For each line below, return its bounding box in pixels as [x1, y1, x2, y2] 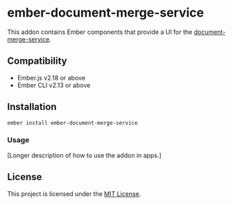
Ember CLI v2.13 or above [17, 81, 91, 89]
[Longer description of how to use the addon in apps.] [7, 151, 162, 159]
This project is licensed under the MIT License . [7, 189, 141, 198]
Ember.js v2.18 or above [17, 73, 85, 82]
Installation [7, 101, 57, 113]
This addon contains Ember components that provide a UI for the [7, 28, 193, 36]
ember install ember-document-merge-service [7, 119, 138, 126]
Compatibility [7, 55, 67, 67]
